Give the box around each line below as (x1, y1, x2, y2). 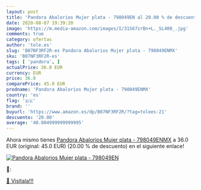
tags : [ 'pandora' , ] (6, 59, 60, 65)
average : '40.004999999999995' (6, 120, 84, 126)
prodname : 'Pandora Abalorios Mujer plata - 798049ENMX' (6, 87, 151, 93)
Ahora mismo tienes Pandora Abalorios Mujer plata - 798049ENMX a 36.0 (6, 136, 188, 143)
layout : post (6, 8, 39, 15)
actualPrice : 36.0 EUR (6, 64, 63, 71)
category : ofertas (6, 36, 52, 42)
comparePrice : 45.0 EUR (6, 81, 66, 87)
